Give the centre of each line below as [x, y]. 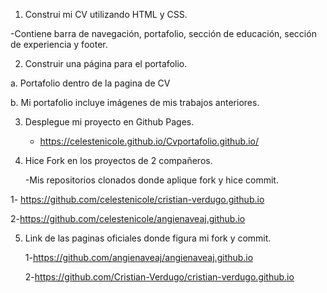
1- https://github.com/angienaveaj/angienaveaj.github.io [139, 257]
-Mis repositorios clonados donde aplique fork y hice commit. [151, 180]
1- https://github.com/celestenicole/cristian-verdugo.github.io [137, 199]
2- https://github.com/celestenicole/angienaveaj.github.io [128, 218]
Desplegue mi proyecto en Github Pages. [109, 122]
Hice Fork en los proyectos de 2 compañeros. [118, 160]
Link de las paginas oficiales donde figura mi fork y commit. [148, 238]
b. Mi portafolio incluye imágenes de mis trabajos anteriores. [135, 102]
